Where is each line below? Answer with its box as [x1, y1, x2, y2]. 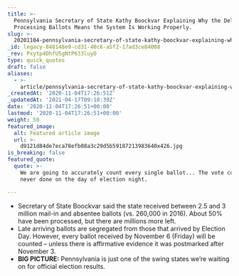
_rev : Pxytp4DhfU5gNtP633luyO [7, 51, 97, 58]
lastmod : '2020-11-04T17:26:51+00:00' [7, 110, 122, 117]
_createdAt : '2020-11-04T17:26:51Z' [7, 90, 116, 97]
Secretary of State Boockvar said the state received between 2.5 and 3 [17, 201, 226, 210]
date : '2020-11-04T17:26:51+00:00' [7, 103, 113, 110]
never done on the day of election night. [20, 176, 148, 183]
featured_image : [7, 122, 55, 130]
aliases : [7, 70, 33, 77]
